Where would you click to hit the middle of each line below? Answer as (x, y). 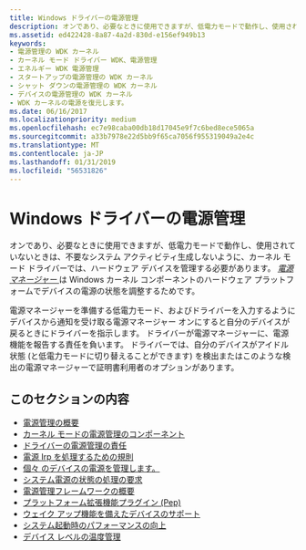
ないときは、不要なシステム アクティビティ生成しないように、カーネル (149, 257)
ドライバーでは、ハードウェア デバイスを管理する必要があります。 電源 (160, 268)
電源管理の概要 (51, 423)
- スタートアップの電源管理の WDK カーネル (82, 78)
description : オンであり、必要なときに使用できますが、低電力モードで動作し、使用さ (151, 26)
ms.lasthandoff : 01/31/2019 (63, 162)
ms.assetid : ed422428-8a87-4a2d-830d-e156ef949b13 (107, 35)
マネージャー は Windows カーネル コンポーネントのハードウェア (131, 280)
